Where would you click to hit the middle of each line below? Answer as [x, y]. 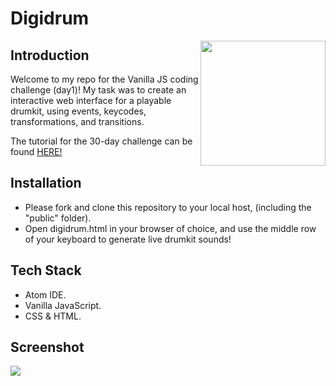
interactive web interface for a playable [91, 100]
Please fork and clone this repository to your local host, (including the [168, 207]
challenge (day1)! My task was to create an [98, 90]
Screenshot [47, 347]
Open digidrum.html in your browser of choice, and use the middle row [170, 228]
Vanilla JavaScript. [63, 305]
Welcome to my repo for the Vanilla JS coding [104, 79]
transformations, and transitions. [77, 121]
